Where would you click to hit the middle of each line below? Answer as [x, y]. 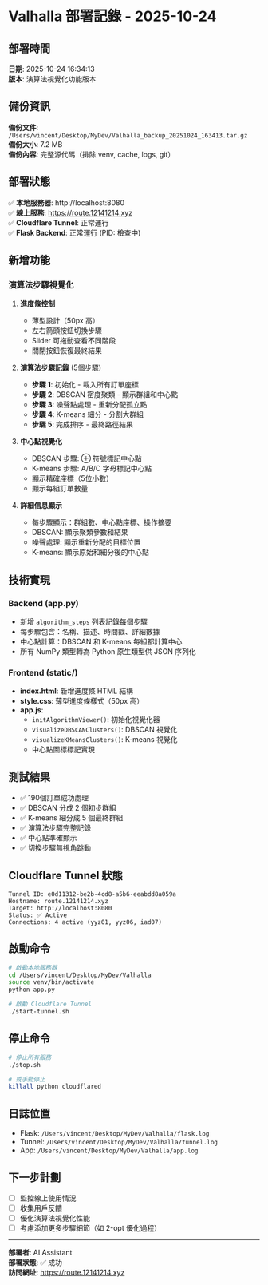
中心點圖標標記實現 [63, 750]
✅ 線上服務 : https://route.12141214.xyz [71, 212]
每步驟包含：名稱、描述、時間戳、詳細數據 [90, 631]
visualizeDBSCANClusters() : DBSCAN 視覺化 [104, 730]
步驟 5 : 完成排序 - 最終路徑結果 [82, 425]
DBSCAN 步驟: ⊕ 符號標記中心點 [87, 458]
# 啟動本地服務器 [33, 967]
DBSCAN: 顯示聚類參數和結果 [80, 533]
